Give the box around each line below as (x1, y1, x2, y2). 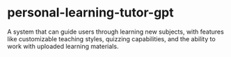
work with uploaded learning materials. (7, 42, 119, 50)
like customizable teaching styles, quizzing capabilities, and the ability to (7, 34, 216, 43)
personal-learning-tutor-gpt (7, 5, 174, 21)
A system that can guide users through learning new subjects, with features (7, 27, 224, 36)
